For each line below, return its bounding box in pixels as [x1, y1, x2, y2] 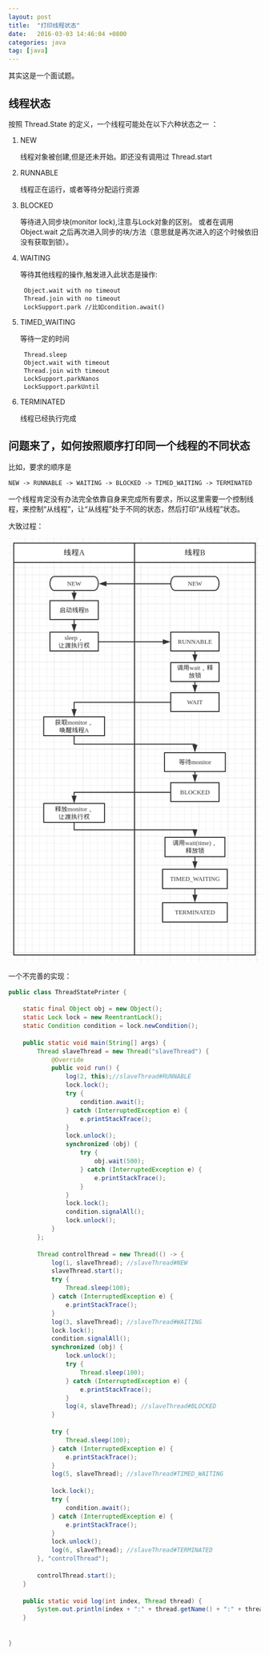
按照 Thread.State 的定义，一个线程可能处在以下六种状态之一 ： [8, 119, 219, 128]
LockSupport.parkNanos [23, 374, 100, 382]
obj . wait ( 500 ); [94, 1157, 146, 1165]
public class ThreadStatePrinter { [8, 988, 127, 996]
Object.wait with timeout [23, 358, 110, 366]
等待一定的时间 [19, 334, 70, 343]
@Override [50, 1055, 84, 1064]
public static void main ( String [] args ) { [22, 1038, 167, 1046]
